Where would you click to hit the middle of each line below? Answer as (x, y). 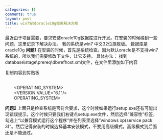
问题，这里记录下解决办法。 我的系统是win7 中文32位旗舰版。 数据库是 (77, 44)
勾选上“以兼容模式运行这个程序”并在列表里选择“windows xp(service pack (79, 120)
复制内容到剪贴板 (22, 73)
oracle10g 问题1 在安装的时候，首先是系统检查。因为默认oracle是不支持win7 (81, 50)
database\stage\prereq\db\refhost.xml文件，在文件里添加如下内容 (71, 62)
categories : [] (21, 10)
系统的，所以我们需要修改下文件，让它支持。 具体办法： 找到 (66, 56)
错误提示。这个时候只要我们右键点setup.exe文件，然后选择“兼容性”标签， (83, 114)
